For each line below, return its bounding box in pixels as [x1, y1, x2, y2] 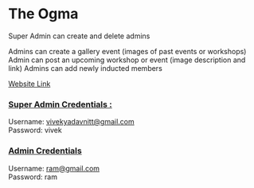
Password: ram [8, 172, 58, 182]
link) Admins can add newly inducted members [8, 63, 163, 72]
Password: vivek [8, 125, 62, 135]
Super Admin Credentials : [8, 99, 113, 110]
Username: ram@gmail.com [8, 163, 100, 173]
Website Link [8, 79, 51, 88]
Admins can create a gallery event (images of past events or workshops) [8, 46, 247, 56]
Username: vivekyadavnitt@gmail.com [8, 117, 135, 127]
